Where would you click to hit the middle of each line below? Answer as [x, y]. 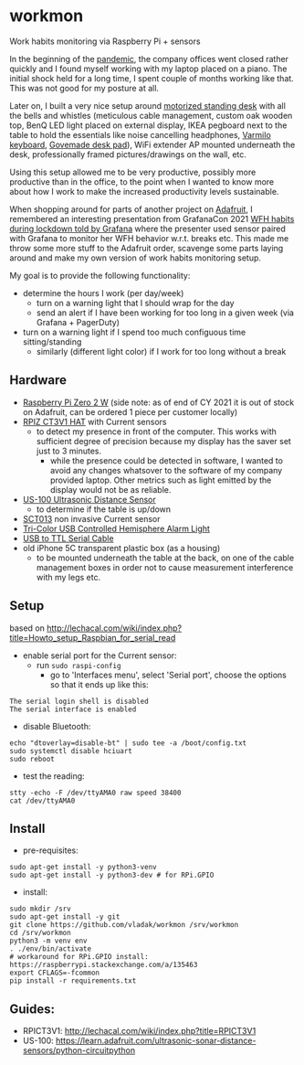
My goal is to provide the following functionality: [100, 275]
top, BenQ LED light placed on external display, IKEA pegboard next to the [148, 125]
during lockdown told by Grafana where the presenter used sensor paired [147, 229]
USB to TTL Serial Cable [68, 538]
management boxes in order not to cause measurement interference [165, 567]
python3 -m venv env [49, 941]
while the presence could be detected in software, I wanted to [166, 460]
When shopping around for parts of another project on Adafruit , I [131, 209]
